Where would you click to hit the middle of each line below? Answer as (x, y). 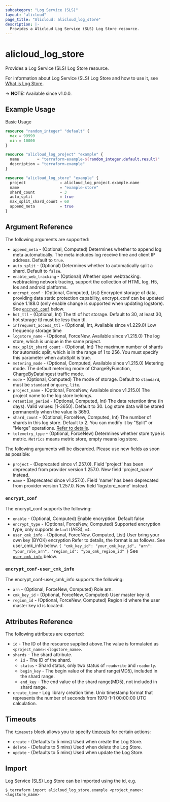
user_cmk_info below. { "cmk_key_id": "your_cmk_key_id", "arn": (82, 546)
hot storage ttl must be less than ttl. (50, 320)
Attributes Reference (39, 622)
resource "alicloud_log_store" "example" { (52, 178)
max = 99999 (23, 136)
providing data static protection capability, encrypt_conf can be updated (88, 298)
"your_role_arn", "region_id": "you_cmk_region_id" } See (75, 551)
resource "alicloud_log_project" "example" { (54, 154)
